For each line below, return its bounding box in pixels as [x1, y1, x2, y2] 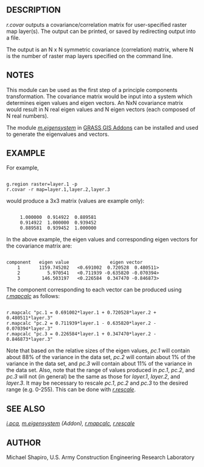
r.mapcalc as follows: [6, 293, 60, 300]
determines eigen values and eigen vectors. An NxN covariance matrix [6, 99, 184, 106]
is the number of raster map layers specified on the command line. [6, 52, 174, 60]
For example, [6, 164, 40, 171]
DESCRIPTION [6, 5, 61, 15]
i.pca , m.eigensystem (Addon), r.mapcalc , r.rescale [6, 420, 135, 427]
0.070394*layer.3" [6, 326, 53, 332]
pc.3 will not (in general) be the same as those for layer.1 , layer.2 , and [6, 373, 181, 380]
